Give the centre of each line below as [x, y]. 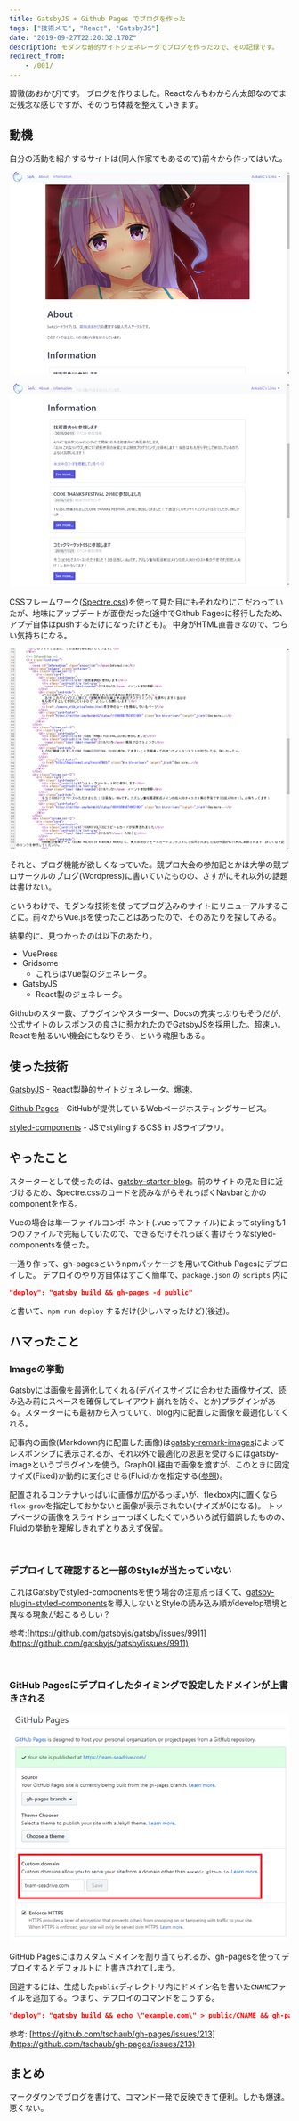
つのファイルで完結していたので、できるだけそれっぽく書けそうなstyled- [143, 1233]
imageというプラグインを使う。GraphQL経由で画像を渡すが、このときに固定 [149, 1465]
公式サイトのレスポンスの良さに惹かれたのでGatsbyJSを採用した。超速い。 [148, 1025]
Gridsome [40, 963]
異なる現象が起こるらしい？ [60, 1614]
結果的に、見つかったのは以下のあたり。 [83, 936]
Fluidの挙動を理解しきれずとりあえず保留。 [88, 1528]
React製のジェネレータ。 [81, 995]
